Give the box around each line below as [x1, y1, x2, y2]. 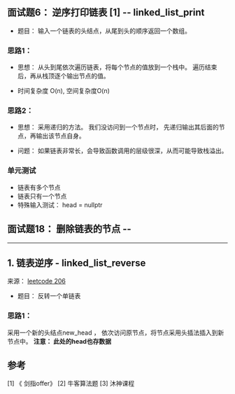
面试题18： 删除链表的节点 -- [7, 223, 131, 235]
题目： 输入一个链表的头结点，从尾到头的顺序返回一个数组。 [17, 27, 191, 35]
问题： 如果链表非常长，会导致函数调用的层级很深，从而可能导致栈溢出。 [17, 146, 228, 155]
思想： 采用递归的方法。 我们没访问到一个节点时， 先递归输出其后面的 [17, 123, 219, 132]
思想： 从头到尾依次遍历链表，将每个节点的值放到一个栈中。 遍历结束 [17, 63, 218, 71]
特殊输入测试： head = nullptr [17, 200, 103, 209]
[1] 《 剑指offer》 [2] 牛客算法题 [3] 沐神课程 [7, 379, 135, 388]
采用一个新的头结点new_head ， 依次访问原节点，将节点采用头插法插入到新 [7, 328, 225, 337]
